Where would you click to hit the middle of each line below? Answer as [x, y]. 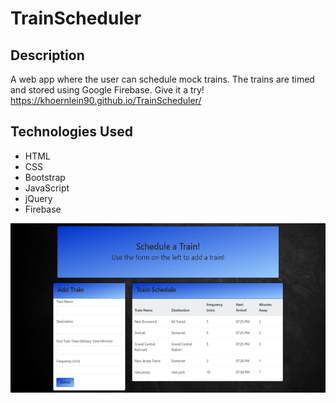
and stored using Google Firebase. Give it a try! [107, 90]
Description [47, 55]
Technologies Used [71, 132]
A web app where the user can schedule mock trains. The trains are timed [162, 79]
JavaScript [47, 188]
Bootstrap [45, 177]
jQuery [38, 198]
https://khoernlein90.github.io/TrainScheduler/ [106, 100]
